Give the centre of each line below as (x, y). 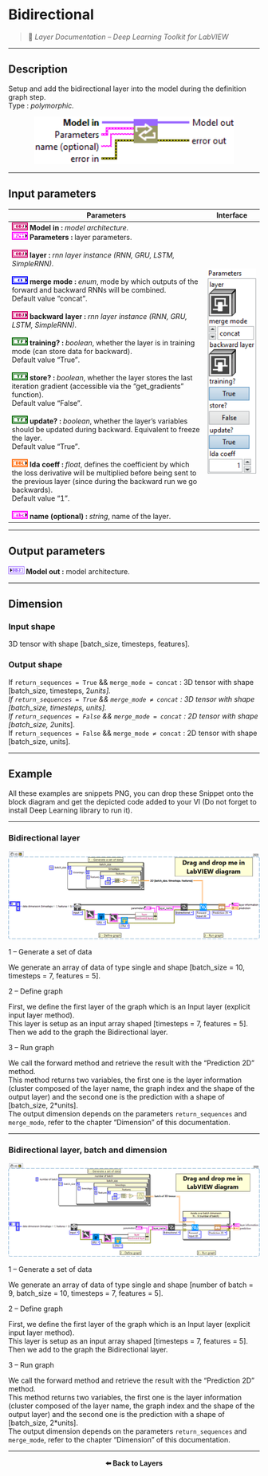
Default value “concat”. (49, 299)
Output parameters (57, 551)
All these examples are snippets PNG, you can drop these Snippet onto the (131, 793)
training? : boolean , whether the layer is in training (112, 343)
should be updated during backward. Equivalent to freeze (106, 430)
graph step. (27, 96)
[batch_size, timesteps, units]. (57, 707)
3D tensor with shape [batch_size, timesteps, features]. (99, 644)
